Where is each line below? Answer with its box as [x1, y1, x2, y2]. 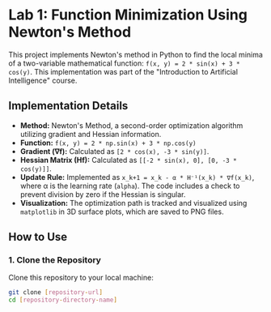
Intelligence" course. [8, 75, 78, 85]
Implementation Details [8, 99, 129, 113]
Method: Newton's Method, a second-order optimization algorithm [19, 120, 243, 130]
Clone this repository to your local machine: [8, 273, 154, 283]
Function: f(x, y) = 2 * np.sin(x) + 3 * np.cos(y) [19, 138, 197, 147]
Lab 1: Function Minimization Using [8, 6, 248, 24]
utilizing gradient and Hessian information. [19, 129, 162, 139]
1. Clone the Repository [8, 254, 101, 266]
